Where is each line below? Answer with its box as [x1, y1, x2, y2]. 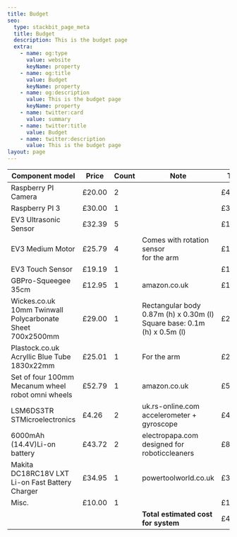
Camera [11, 192, 37, 202]
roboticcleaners [142, 449, 195, 458]
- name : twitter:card [20, 109, 83, 116]
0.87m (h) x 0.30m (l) [142, 309, 214, 319]
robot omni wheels [11, 390, 73, 400]
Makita [11, 460, 34, 469]
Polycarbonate [11, 314, 60, 323]
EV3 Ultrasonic [11, 215, 61, 224]
